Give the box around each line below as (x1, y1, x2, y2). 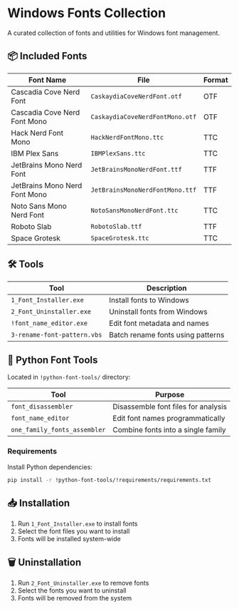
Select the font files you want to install (17, 527, 130, 536)
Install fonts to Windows (109, 295, 190, 304)
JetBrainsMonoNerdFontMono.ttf (90, 185, 197, 194)
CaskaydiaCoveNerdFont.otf (90, 92, 183, 101)
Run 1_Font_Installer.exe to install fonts (17, 519, 138, 528)
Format (203, 75, 228, 85)
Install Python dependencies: (7, 462, 92, 471)
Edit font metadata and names (109, 318, 210, 328)
